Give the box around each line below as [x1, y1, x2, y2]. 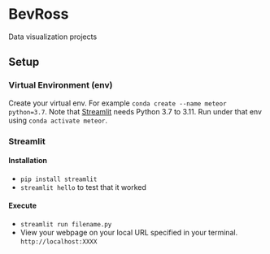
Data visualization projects [8, 32, 98, 41]
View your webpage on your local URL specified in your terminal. [20, 227, 238, 237]
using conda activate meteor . [8, 115, 108, 125]
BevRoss [8, 5, 69, 24]
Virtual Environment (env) [8, 80, 113, 91]
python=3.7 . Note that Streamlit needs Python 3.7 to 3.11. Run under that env [8, 106, 263, 116]
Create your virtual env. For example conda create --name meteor [8, 98, 227, 108]
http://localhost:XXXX [20, 237, 98, 246]
